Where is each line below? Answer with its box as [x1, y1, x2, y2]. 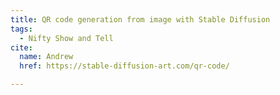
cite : [10, 42, 33, 53]
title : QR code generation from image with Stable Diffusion [10, 14, 271, 25]
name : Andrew [19, 52, 74, 62]
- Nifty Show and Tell [19, 33, 114, 43]
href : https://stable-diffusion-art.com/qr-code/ [19, 61, 230, 71]
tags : [10, 24, 33, 34]
